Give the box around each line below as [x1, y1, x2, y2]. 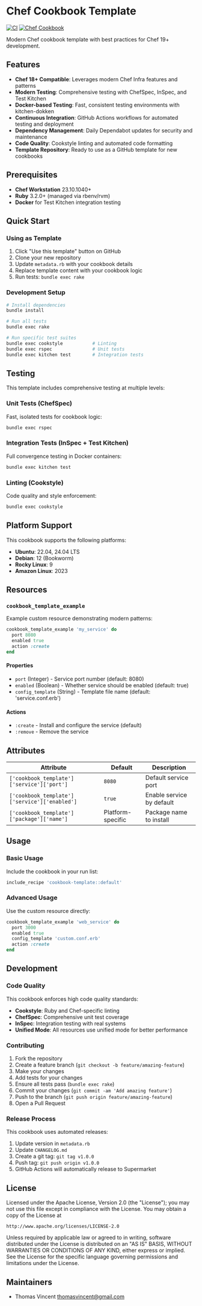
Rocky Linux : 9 [14, 561, 53, 568]
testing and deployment [14, 120, 74, 128]
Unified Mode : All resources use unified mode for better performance [14, 1026, 188, 1033]
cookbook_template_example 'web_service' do [6, 919, 120, 925]
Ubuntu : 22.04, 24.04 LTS [14, 548, 80, 555]
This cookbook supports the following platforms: [6, 536, 127, 543]
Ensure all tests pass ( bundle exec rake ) [14, 1080, 115, 1088]
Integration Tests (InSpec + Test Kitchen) [6, 439, 129, 447]
